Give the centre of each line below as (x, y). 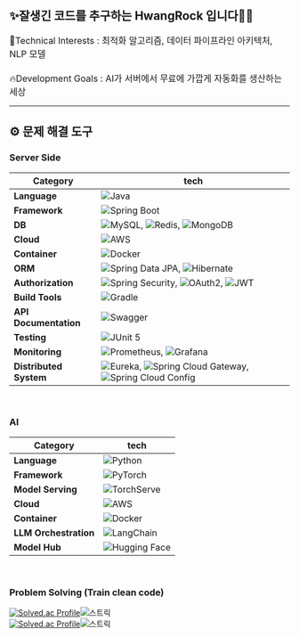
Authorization (44, 282)
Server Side (35, 158)
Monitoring (38, 352)
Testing (30, 337)
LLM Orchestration (54, 533)
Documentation (48, 323)
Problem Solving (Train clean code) (87, 592)
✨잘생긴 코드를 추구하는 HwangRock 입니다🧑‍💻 (131, 16)
